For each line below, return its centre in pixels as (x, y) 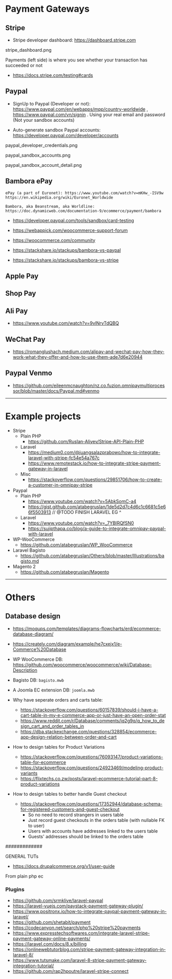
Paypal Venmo (29, 373)
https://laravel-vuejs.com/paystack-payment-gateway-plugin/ (78, 906)
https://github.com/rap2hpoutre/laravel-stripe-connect (71, 971)
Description (25, 670)
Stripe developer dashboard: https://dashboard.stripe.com (74, 40)
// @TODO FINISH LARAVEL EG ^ (87, 512)
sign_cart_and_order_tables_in (52, 726)
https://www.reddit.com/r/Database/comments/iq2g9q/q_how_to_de (92, 721)
